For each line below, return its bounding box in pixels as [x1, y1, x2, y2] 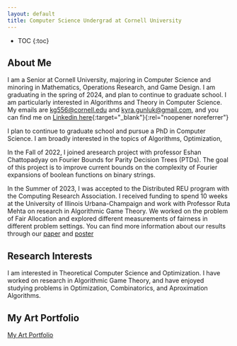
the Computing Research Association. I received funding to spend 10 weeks [7, 192, 228, 200]
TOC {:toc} [17, 36, 50, 45]
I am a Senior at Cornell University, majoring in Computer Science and [7, 76, 211, 84]
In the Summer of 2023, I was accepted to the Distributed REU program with [7, 185, 230, 193]
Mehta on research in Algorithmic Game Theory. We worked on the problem [7, 207, 229, 216]
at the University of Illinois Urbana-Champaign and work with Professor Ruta [7, 200, 231, 208]
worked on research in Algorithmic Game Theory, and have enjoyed [7, 277, 204, 285]
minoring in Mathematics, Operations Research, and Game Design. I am [7, 83, 216, 92]
